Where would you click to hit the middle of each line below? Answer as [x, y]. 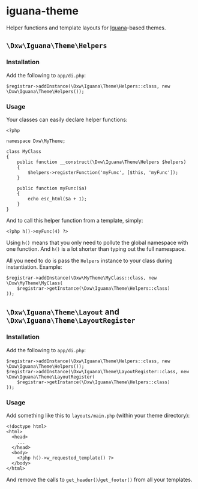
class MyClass [24, 151]
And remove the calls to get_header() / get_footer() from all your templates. [99, 479]
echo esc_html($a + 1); [57, 199]
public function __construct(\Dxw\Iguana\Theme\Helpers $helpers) [102, 162]
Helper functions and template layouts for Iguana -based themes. [86, 28]
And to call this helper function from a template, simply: [75, 220]
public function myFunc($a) [52, 188]
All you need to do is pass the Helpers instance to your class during [89, 260]
